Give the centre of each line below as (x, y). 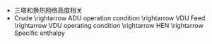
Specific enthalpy (40, 33)
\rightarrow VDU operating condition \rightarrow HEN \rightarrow (108, 25)
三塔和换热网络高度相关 (48, 10)
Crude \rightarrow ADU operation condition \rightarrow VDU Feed (110, 18)
